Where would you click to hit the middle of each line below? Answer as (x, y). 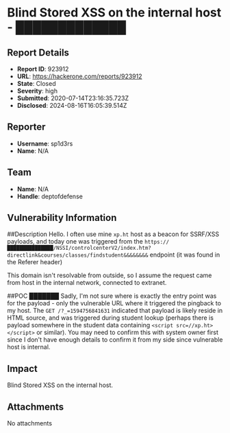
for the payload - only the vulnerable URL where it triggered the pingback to (114, 303)
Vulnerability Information (62, 218)
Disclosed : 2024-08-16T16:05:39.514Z (72, 105)
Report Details (38, 52)
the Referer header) (35, 262)
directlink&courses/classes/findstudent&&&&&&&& (78, 255)
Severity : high (37, 91)
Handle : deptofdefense (50, 196)
